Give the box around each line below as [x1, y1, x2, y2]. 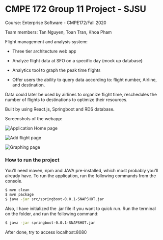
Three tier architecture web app [12, 48, 77, 54]
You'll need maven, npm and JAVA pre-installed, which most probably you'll [5, 168, 159, 174]
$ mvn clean [5, 187, 29, 192]
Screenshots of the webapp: [5, 115, 63, 121]
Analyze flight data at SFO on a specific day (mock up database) [12, 57, 143, 63]
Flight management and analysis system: [5, 38, 88, 45]
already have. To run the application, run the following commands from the [5, 173, 156, 179]
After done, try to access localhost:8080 [5, 229, 87, 235]
